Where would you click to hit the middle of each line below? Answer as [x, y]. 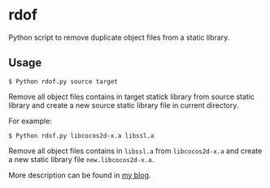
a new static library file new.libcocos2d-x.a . [81, 159]
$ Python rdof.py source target [63, 81]
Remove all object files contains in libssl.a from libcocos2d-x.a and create [135, 151]
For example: [30, 121]
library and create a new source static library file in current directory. [124, 105]
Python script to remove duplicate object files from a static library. [119, 37]
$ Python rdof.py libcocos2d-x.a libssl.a [81, 135]
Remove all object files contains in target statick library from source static [131, 96]
